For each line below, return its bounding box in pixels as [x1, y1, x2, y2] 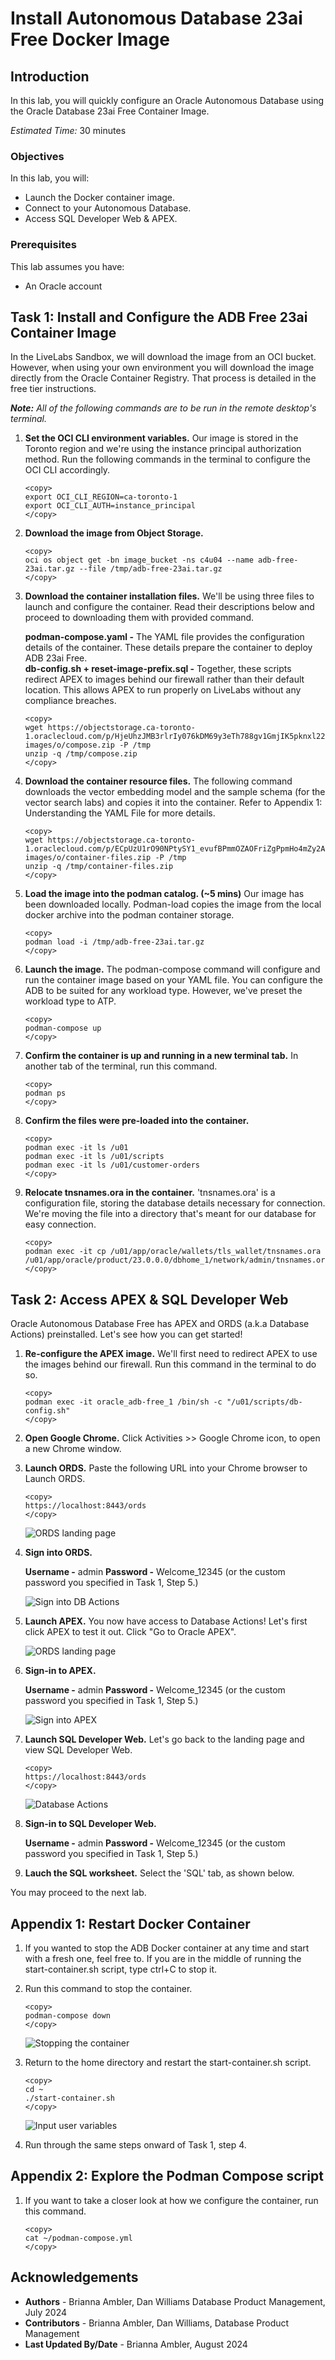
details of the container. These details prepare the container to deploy [24, 642, 313, 654]
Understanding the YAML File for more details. [24, 807, 216, 819]
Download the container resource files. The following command [24, 775, 293, 787]
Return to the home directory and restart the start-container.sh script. [24, 2057, 312, 2069]
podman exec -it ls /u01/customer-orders [24, 1160, 200, 1171]
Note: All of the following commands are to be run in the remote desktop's [10, 402, 317, 414]
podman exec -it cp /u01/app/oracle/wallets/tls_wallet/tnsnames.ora [24, 1247, 322, 1257]
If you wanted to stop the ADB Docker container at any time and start [24, 1942, 310, 1954]
